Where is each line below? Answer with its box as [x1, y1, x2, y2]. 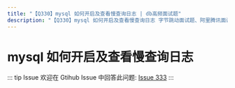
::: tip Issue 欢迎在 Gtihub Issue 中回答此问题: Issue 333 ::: [7, 73, 174, 82]
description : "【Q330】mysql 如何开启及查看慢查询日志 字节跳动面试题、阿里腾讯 [7, 17, 222, 24]
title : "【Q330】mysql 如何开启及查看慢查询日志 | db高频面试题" [7, 10, 182, 17]
